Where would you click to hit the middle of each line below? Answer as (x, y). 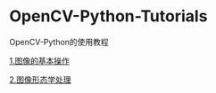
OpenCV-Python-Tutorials (108, 16)
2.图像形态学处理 (40, 79)
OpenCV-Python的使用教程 (59, 42)
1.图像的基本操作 (39, 60)
